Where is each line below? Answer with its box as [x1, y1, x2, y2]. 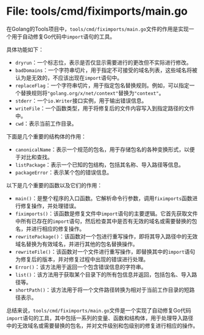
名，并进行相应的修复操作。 [15, 225, 85, 232]
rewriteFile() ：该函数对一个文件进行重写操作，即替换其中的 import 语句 [15, 248, 195, 255]
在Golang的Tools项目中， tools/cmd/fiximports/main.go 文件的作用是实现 [6, 25, 189, 32]
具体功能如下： [6, 46, 44, 53]
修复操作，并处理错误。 [20, 202, 80, 209]
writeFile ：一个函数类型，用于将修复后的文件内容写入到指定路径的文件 [15, 104, 195, 112]
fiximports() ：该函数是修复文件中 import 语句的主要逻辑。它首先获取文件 [15, 209, 198, 217]
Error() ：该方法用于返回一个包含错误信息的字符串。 [15, 263, 147, 270]
